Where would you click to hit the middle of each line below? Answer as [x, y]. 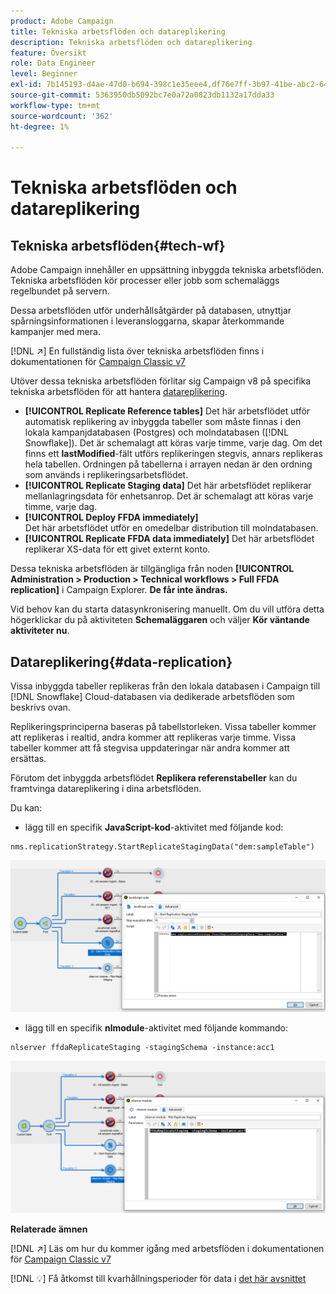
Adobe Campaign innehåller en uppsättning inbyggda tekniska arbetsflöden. [167, 270]
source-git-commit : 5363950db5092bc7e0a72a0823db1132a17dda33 [142, 95]
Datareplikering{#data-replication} [121, 661]
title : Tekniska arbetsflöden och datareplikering [118, 31]
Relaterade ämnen [49, 1229]
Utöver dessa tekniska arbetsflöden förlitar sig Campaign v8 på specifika [161, 381]
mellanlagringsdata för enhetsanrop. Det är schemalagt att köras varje [169, 496]
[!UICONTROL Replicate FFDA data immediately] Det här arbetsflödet [169, 539]
